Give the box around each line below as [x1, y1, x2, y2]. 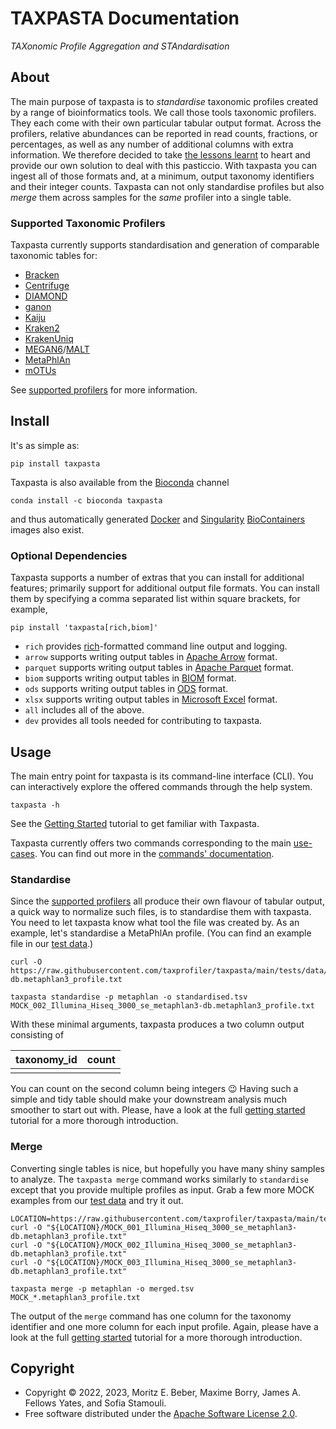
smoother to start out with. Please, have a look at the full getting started [10, 1104, 306, 1116]
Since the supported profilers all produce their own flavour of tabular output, [10, 895, 325, 907]
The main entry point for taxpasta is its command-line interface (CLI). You [10, 770, 314, 782]
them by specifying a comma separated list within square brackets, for [10, 593, 301, 605]
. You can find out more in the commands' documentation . [34, 847, 275, 859]
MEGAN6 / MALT [24, 343, 90, 356]
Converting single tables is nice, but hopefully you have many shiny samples [10, 1162, 325, 1174]
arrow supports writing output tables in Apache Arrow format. [24, 651, 278, 663]
